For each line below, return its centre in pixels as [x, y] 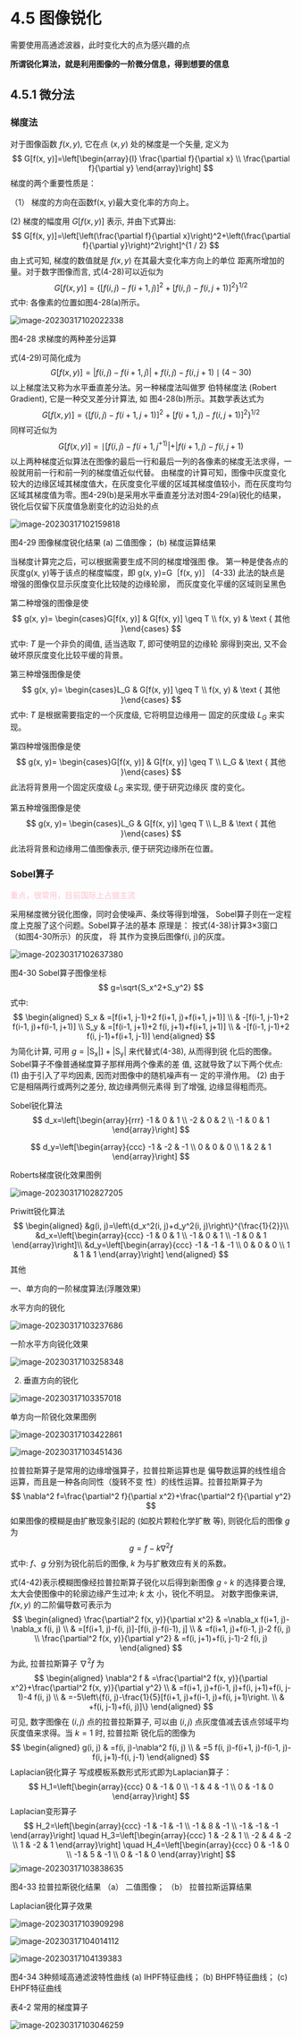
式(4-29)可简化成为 [46, 358]
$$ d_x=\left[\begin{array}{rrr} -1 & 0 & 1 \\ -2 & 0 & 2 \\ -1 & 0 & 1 [151, 1120]
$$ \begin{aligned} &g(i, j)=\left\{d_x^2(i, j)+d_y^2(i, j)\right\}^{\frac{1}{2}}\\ [151, 1226]
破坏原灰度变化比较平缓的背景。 [69, 655]
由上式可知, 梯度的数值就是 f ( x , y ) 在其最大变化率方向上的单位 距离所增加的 [147, 260]
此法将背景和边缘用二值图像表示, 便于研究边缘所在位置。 [114, 849]
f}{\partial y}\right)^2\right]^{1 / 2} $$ [151, 245]
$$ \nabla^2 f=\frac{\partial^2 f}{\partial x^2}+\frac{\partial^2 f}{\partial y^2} [151, 1496]
